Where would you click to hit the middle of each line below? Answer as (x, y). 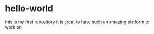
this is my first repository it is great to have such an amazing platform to (77, 22)
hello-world (29, 8)
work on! (14, 27)
